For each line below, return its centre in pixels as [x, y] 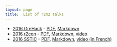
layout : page [19, 10]
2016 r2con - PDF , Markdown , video [50, 34]
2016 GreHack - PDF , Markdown [46, 28]
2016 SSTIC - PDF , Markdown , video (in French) [62, 39]
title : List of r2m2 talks [35, 14]
